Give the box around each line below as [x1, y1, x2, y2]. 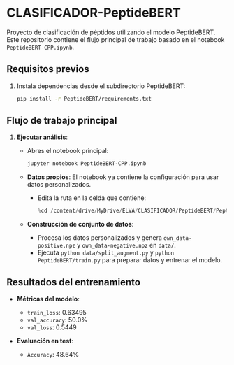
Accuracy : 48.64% [27, 350, 80, 358]
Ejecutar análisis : [16, 133, 68, 141]
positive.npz [37, 243, 76, 250]
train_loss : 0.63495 [27, 308, 87, 316]
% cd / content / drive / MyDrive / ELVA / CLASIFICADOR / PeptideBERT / [37, 208, 217, 215]
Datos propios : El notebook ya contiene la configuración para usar [27, 173, 219, 181]
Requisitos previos [6, 63, 89, 75]
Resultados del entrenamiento [6, 276, 141, 288]
